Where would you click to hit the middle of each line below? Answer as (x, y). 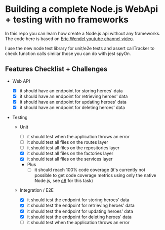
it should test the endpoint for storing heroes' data (78, 200)
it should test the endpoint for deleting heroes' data (79, 217)
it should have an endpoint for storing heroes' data (71, 91)
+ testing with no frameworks (67, 20)
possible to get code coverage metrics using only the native (95, 175)
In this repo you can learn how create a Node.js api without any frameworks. (83, 33)
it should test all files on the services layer (70, 159)
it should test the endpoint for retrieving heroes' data (81, 205)
